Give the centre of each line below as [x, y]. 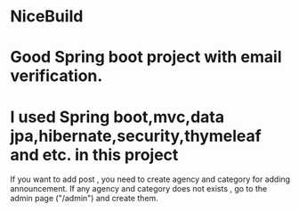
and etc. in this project [94, 155]
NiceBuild [47, 16]
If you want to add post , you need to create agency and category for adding [150, 179]
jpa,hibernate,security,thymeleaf [136, 136]
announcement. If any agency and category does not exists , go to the [139, 189]
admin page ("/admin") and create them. [84, 199]
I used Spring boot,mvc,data [117, 117]
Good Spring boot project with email [146, 57]
